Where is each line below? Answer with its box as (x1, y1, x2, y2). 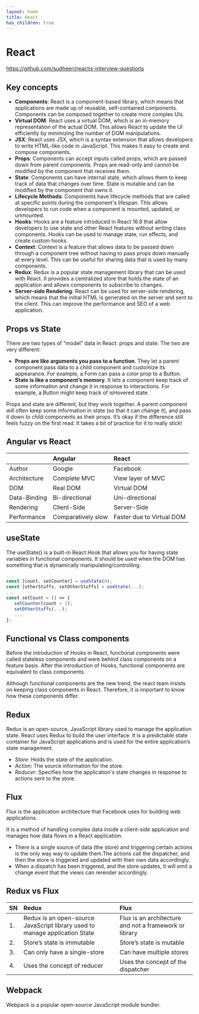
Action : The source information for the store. (14, 762, 124, 770)
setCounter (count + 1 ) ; (14, 600, 73, 607)
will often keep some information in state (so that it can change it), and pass (6, 407, 191, 414)
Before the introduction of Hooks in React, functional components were (6, 649, 180, 657)
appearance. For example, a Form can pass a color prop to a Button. (14, 370, 182, 377)
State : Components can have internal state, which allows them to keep (14, 174, 188, 181)
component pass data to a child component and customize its (14, 363, 166, 371)
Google (52, 464, 73, 473)
